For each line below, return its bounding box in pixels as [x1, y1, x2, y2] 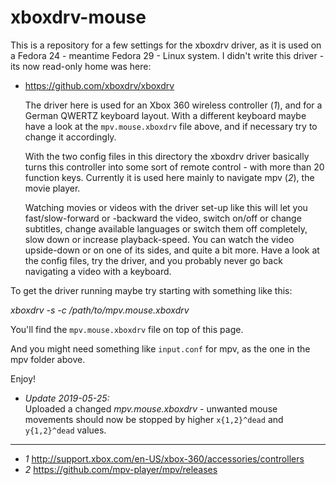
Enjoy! [10, 372, 37, 385]
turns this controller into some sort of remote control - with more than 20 [24, 161, 325, 173]
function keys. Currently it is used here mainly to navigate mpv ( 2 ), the [24, 171, 315, 183]
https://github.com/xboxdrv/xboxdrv [24, 79, 175, 91]
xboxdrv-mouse [10, 6, 147, 29]
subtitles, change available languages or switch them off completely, [24, 222, 308, 235]
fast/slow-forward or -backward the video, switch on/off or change [24, 212, 302, 224]
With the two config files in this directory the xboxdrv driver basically [24, 150, 310, 162]
